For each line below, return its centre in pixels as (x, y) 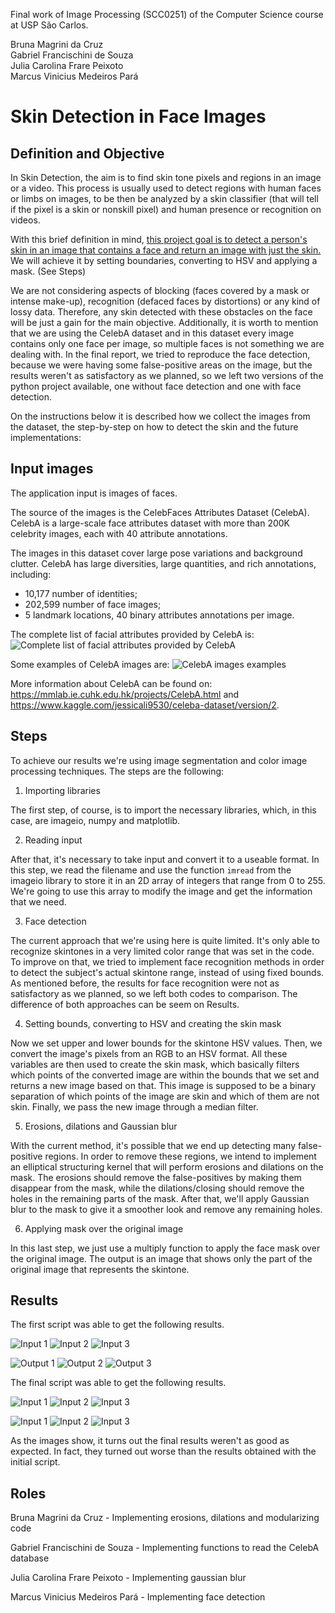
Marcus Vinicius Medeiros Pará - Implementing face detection (138, 1597)
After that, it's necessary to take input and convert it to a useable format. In (165, 859)
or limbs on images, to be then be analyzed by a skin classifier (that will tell (164, 198)
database (30, 1558)
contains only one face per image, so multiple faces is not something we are (167, 343)
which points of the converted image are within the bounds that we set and (165, 1075)
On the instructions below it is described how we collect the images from (160, 416)
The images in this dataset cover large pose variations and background (156, 553)
